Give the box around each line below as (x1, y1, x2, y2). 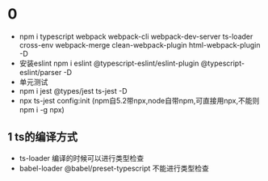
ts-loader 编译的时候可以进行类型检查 (19, 153, 144, 162)
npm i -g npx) (19, 104, 65, 114)
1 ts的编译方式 (7, 130, 78, 144)
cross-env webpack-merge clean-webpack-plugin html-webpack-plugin (19, 40, 261, 49)
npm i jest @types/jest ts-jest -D (19, 86, 128, 95)
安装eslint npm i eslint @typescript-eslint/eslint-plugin (19, 58, 199, 68)
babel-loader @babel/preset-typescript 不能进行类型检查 (19, 163, 209, 173)
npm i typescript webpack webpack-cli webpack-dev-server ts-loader (19, 32, 253, 41)
